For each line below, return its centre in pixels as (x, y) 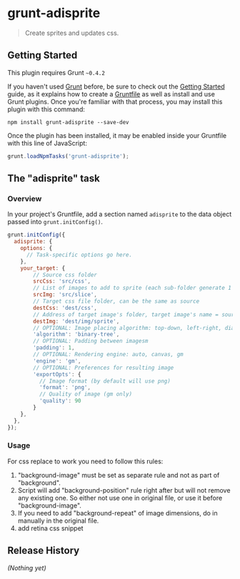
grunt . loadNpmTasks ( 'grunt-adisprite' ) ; (69, 156)
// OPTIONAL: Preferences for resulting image (104, 368)
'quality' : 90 (60, 401)
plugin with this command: (46, 109)
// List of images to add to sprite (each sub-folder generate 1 (132, 288)
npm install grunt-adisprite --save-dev (69, 122)
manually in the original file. (58, 520)
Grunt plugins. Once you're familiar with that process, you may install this (115, 101)
